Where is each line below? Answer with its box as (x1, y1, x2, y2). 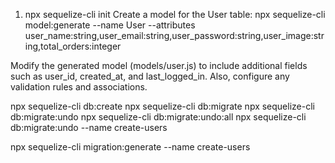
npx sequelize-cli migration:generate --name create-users (10, 141, 251, 153)
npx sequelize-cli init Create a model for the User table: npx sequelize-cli (24, 9, 326, 20)
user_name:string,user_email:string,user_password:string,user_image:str (24, 30, 325, 41)
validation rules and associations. (10, 81, 148, 93)
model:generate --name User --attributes (24, 19, 196, 31)
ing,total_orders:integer (24, 40, 122, 52)
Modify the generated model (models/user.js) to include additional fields (10, 60, 308, 71)
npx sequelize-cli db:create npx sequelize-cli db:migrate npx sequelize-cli (10, 100, 315, 112)
